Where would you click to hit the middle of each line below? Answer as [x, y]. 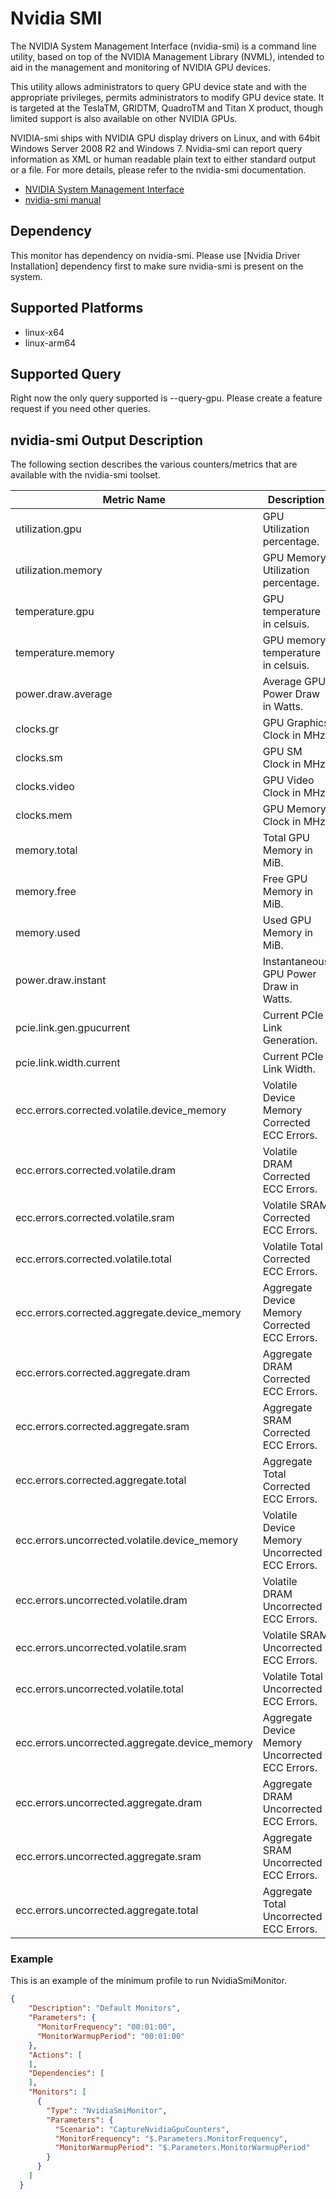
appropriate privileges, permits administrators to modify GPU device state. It [167, 97]
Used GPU [287, 920]
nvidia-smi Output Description [107, 440]
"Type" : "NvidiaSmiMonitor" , [107, 2110]
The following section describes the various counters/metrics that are [154, 464]
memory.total [46, 850]
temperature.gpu [55, 612]
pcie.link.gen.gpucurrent [73, 1028]
